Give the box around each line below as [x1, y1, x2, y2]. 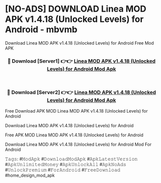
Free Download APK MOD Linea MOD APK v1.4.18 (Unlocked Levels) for [5, 108, 148, 114]
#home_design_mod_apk [5, 172, 55, 178]
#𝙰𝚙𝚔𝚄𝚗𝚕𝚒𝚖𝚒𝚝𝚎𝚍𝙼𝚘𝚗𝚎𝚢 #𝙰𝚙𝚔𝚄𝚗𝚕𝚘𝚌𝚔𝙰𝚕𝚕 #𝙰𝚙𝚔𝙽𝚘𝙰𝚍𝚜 [5, 161, 127, 167]
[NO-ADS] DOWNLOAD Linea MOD [5, 3, 146, 15]
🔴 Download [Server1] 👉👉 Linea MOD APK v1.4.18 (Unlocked [7, 57, 156, 64]
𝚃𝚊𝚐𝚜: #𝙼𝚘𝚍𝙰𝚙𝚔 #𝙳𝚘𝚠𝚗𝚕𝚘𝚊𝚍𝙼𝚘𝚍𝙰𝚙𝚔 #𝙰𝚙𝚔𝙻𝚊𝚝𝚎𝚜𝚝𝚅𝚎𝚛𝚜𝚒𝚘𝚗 [5, 156, 138, 162]
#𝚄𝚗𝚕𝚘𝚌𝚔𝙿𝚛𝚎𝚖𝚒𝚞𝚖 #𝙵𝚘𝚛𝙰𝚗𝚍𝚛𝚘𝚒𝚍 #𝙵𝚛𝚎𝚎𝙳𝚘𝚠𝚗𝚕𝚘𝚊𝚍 [5, 166, 120, 173]
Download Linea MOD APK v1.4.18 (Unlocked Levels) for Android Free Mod [5, 40, 154, 46]
